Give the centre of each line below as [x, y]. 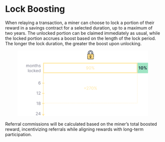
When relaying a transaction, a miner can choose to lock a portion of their [80, 23]
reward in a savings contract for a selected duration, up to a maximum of [79, 28]
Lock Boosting [35, 9]
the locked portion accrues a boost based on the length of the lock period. [81, 38]
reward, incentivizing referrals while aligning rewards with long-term [74, 129]
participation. [18, 135]
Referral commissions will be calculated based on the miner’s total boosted [81, 124]
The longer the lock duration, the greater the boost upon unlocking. [73, 43]
